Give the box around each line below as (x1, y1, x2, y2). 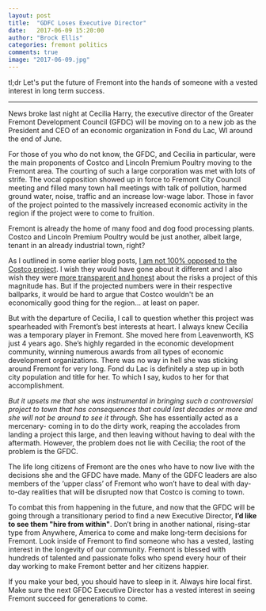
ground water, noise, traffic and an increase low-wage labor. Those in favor (8, 191, 254, 200)
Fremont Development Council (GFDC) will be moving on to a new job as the (8, 116, 256, 127)
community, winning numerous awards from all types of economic (8, 346, 224, 357)
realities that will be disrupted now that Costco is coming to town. (31, 487, 245, 496)
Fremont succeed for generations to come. (8, 594, 148, 603)
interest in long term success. (8, 86, 105, 95)
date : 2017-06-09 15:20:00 (8, 26, 104, 34)
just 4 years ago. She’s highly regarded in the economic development (8, 338, 234, 348)
